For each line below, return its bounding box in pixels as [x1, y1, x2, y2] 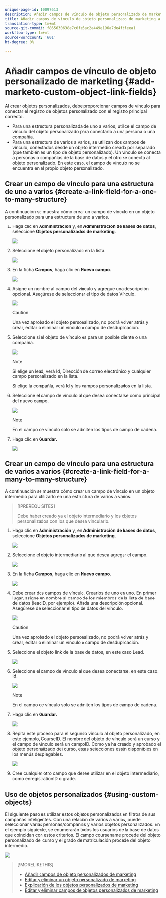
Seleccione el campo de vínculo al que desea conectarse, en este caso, [12, 668, 159, 674]
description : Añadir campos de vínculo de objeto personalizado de [5, 12, 147, 17]
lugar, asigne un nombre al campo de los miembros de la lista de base [12, 595, 155, 601]
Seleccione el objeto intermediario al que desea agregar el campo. [12, 552, 148, 558]
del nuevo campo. [12, 398, 49, 404]
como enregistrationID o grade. [12, 776, 76, 782]
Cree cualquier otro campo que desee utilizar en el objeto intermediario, [12, 770, 159, 776]
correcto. [5, 113, 24, 119]
